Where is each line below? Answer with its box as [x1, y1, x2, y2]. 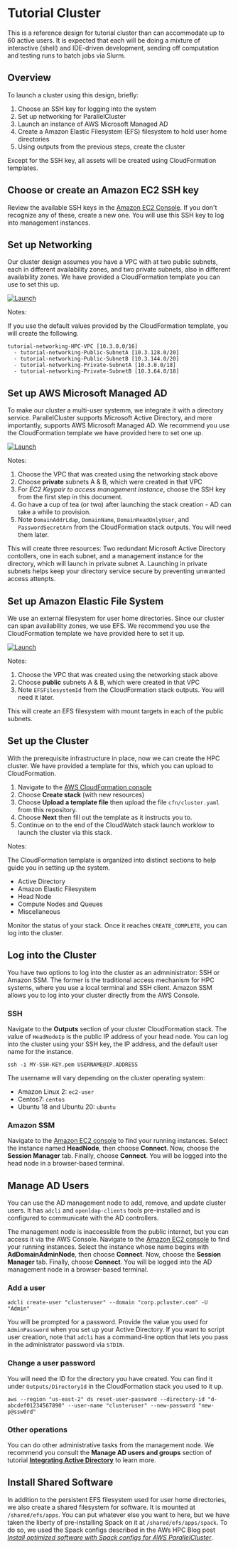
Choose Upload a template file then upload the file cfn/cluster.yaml [17, 798, 220, 807]
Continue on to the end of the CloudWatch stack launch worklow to [17, 820, 215, 829]
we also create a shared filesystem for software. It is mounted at [7, 1503, 195, 1511]
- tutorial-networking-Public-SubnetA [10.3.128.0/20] [13, 349, 180, 356]
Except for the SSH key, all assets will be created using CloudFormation [7, 156, 217, 164]
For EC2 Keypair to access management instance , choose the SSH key [17, 485, 226, 494]
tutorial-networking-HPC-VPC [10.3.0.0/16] [7, 343, 139, 350]
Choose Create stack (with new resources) [17, 790, 145, 799]
